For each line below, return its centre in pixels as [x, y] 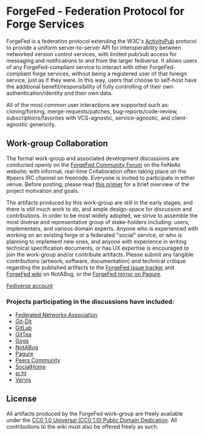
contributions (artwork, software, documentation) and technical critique [96, 261]
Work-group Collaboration [57, 144]
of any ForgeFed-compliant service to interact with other [77, 67]
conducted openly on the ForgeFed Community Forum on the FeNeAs [93, 165]
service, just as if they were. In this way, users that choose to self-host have [102, 80]
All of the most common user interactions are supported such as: [88, 104]
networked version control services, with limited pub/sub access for [92, 54]
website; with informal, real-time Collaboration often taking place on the [97, 171]
